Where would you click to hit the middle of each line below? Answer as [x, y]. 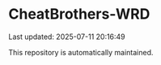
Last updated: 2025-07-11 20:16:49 [67, 37]
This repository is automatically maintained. [81, 52]
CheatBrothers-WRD [79, 14]
